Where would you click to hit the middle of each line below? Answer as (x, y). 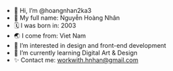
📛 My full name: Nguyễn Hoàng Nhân (67, 18)
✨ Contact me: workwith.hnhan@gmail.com (76, 60)
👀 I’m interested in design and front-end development (90, 45)
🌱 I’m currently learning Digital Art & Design (75, 53)
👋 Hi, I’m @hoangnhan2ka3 (53, 11)
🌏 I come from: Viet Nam (50, 35)
